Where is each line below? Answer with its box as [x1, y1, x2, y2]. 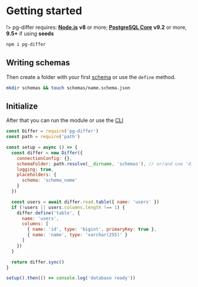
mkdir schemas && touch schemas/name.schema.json [6, 84, 131, 91]
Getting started [6, 4, 82, 18]
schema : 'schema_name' [21, 177, 78, 184]
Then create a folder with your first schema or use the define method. [6, 73, 176, 80]
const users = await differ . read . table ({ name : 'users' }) [11, 199, 160, 205]
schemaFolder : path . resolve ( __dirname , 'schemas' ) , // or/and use [16, 161, 183, 167]
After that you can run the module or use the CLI [6, 117, 124, 124]
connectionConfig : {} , [16, 155, 72, 161]
